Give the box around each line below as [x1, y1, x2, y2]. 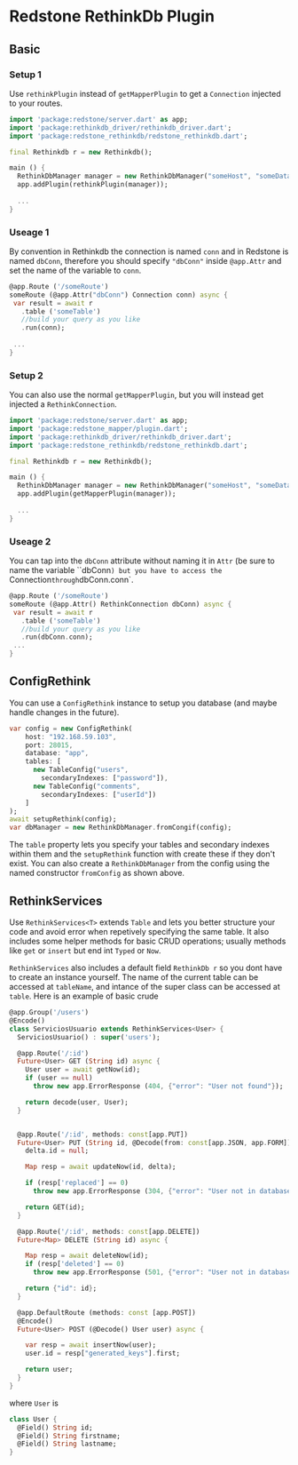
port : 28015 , [25, 740, 74, 750]
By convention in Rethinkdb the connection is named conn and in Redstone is [9, 246, 289, 257]
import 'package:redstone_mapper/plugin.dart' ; [9, 424, 189, 433]
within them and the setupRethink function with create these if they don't [9, 848, 276, 859]
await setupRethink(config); [9, 815, 117, 824]
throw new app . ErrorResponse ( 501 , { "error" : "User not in [32, 1268, 255, 1277]
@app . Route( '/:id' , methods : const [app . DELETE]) [17, 1227, 200, 1236]
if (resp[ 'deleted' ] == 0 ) [25, 1260, 125, 1269]
